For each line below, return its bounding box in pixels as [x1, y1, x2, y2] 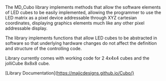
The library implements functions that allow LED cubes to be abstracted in [5, 35, 158, 41]
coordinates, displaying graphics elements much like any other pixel [5, 20, 145, 26]
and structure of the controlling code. [5, 46, 82, 51]
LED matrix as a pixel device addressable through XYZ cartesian [5, 15, 137, 20]
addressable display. [5, 25, 48, 31]
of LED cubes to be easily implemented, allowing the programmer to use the [5, 9, 162, 15]
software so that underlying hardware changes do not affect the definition [5, 40, 157, 46]
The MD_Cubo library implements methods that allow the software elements [5, 4, 161, 10]
